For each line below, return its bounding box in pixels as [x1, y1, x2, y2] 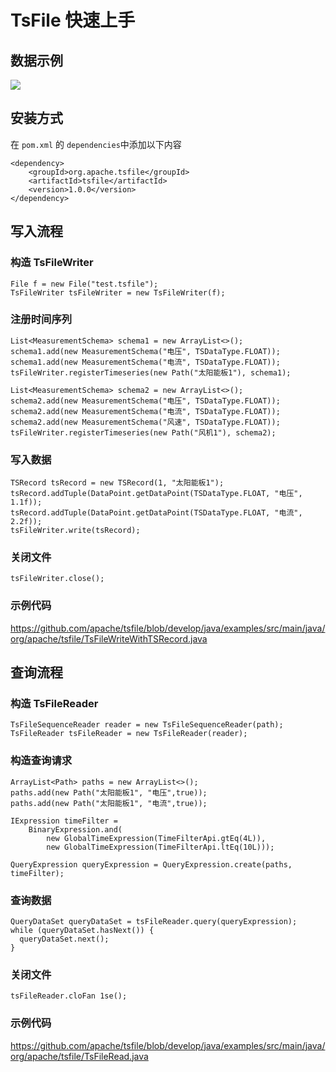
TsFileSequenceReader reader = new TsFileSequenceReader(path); [10, 720, 284, 730]
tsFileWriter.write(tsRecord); [10, 526, 141, 536]
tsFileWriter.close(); [10, 574, 105, 584]
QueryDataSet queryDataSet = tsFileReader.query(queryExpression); [10, 916, 298, 926]
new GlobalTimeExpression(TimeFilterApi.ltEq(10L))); [46, 842, 275, 852]
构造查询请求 [10, 754, 73, 768]
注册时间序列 [10, 312, 73, 326]
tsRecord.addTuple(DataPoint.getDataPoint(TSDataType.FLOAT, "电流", [10, 508, 303, 518]
